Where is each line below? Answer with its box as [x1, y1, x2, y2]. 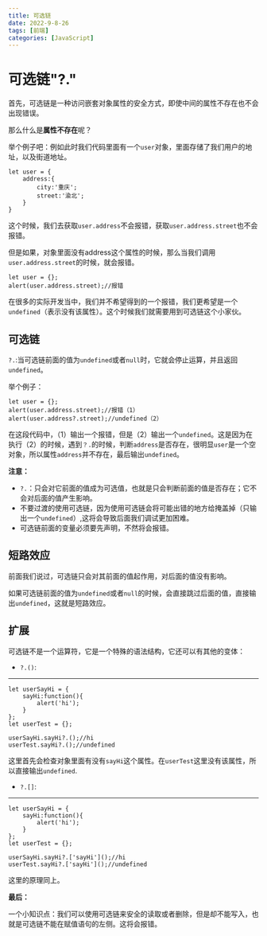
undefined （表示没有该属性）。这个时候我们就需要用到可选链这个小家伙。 [8, 307, 246, 317]
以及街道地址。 [21, 152, 72, 162]
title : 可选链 [8, 11, 52, 20]
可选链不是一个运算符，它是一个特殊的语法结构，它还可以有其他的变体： [8, 646, 245, 656]
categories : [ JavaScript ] [8, 33, 94, 42]
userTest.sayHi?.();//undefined [8, 741, 115, 749]
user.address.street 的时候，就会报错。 [8, 258, 139, 267]
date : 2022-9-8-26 [8, 19, 69, 27]
